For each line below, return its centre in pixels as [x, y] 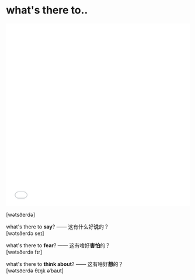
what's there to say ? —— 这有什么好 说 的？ [58, 227]
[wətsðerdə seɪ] [25, 233]
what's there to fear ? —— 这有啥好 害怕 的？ [58, 245]
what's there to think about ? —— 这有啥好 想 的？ [65, 264]
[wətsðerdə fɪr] [24, 252]
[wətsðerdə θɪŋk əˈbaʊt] [35, 271]
